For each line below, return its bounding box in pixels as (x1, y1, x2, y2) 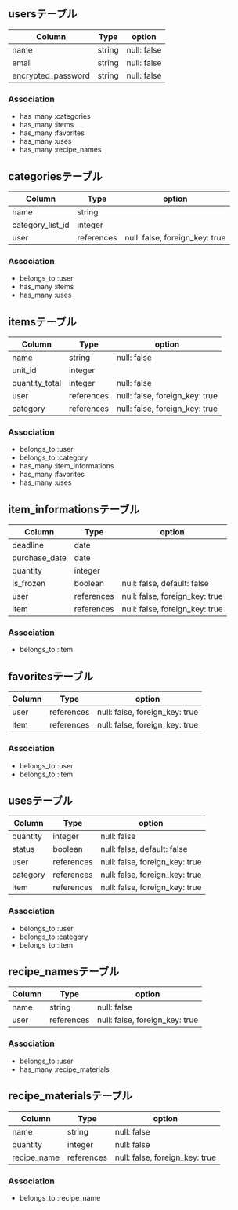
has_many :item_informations (19, 461, 114, 471)
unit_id (12, 365, 37, 376)
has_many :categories (19, 112, 92, 121)
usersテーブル (8, 7, 78, 21)
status (12, 844, 35, 855)
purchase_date (12, 552, 67, 563)
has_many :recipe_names (19, 145, 102, 155)
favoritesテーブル (8, 669, 94, 683)
